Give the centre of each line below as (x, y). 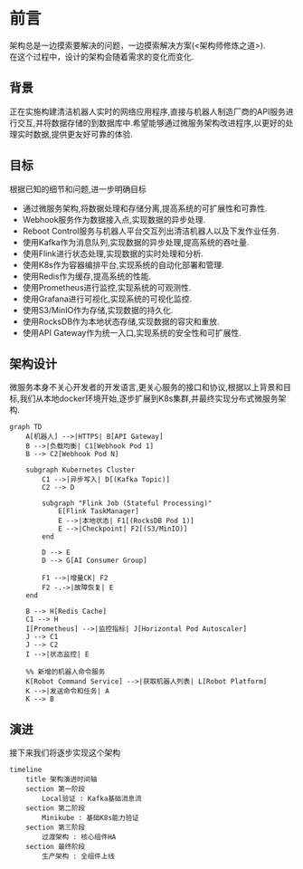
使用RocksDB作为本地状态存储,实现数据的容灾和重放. (121, 321)
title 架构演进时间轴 (62, 779)
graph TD (26, 427)
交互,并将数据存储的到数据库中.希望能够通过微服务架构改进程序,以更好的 (151, 122)
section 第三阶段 (56, 828)
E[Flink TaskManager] (99, 511)
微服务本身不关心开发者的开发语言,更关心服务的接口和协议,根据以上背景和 (147, 387)
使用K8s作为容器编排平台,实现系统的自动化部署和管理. (123, 264)
